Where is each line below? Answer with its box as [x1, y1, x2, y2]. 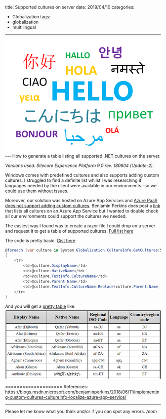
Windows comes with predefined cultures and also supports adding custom [5, 172, 160, 178]
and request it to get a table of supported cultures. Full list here [5, 228, 133, 234]
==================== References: [5, 383, 88, 389]
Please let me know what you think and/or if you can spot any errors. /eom [5, 408, 157, 414]
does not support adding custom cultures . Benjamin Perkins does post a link [5, 203, 161, 209]
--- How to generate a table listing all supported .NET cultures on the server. [5, 153, 161, 159]
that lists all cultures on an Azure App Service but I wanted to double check [5, 208, 159, 214]
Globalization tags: [12, 14, 51, 19]
